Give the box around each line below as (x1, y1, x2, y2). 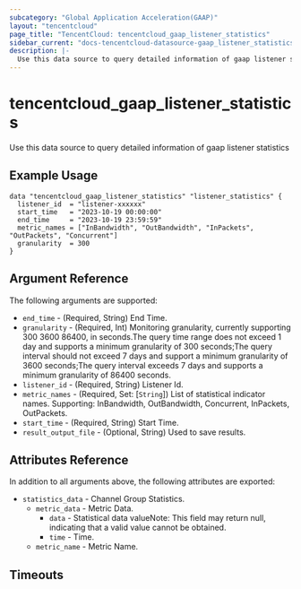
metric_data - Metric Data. (35, 503, 134, 514)
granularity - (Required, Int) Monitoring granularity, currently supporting (21, 322, 291, 333)
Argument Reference (9, 271, 129, 287)
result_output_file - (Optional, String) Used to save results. (21, 427, 246, 437)
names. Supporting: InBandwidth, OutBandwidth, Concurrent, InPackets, (21, 398, 289, 409)
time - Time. (48, 532, 95, 542)
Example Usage (9, 168, 99, 184)
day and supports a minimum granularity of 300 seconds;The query (21, 341, 273, 351)
